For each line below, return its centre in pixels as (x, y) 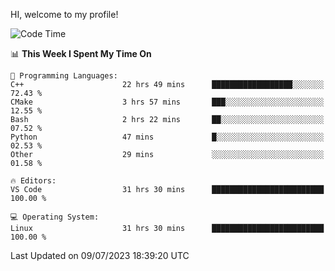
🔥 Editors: (33, 181)
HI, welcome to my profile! (64, 14)
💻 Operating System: (55, 217)
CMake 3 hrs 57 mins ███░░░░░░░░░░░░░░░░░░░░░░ (167, 102)
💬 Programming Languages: (64, 76)
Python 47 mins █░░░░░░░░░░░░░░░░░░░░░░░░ (167, 137)
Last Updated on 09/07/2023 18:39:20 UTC (100, 255)
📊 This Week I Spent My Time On (81, 53)
